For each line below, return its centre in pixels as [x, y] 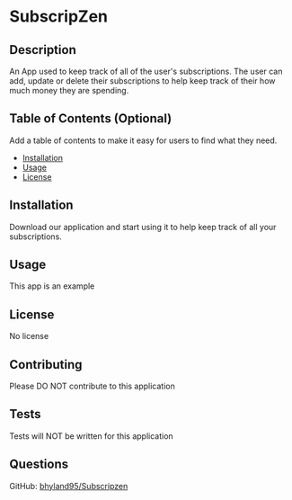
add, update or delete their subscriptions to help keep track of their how [142, 81]
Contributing [46, 365]
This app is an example [52, 286]
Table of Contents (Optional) [91, 119]
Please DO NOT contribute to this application [92, 386]
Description [43, 50]
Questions [39, 464]
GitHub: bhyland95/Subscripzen [69, 486]
